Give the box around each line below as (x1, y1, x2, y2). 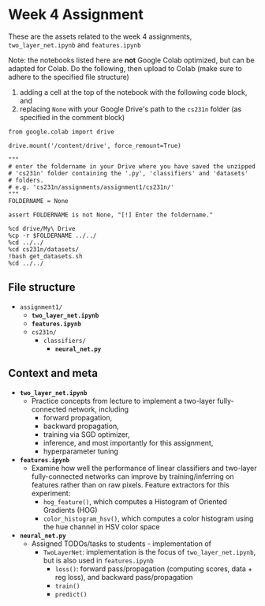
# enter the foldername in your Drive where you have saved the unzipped (8, 162, 256, 171)
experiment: (31, 488, 71, 498)
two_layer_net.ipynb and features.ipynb (8, 40, 141, 49)
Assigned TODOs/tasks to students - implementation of (31, 539, 211, 548)
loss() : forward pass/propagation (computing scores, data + (54, 563, 253, 574)
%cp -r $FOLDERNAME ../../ (8, 231, 97, 239)
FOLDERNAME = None (8, 197, 69, 205)
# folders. (8, 176, 44, 184)
